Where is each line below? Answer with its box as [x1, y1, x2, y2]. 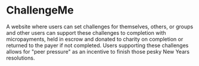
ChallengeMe [6, 4, 74, 17]
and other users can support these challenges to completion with [6, 29, 166, 36]
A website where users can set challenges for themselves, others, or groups [6, 23, 194, 30]
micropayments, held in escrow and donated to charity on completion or [6, 35, 184, 42]
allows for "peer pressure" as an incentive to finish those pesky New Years [6, 48, 189, 55]
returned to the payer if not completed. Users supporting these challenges [6, 42, 189, 49]
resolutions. [6, 54, 35, 61]
